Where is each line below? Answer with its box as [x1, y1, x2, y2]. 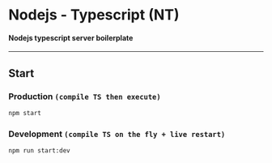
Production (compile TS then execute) [8, 91, 161, 102]
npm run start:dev [8, 147, 70, 155]
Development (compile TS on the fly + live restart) [8, 128, 226, 139]
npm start [8, 109, 42, 118]
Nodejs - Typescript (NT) [8, 6, 180, 24]
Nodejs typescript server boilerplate [8, 32, 134, 42]
